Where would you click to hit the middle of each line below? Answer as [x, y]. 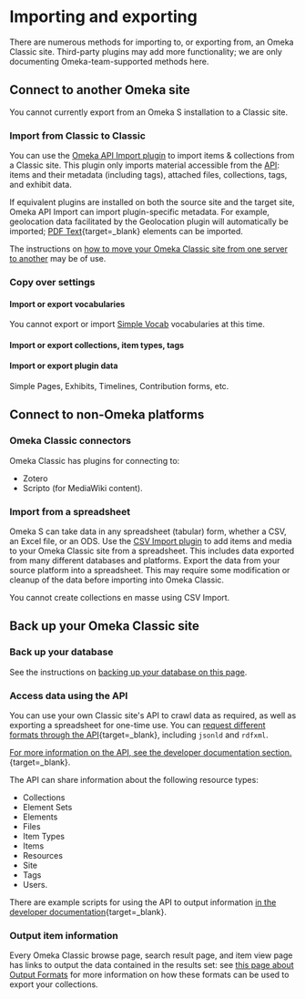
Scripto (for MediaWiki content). [82, 488]
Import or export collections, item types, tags [97, 345]
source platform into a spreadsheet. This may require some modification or [150, 570]
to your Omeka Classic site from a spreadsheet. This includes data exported [152, 551]
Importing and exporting [103, 17]
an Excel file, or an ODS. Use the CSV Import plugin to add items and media [151, 541]
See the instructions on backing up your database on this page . [128, 672]
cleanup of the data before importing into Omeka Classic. [117, 580]
